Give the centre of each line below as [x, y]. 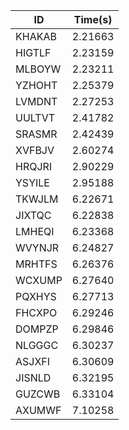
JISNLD [33, 377]
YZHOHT [36, 85]
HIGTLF [33, 52]
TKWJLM [37, 199]
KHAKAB [36, 36]
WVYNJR [37, 247]
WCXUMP [39, 280]
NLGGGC [37, 345]
